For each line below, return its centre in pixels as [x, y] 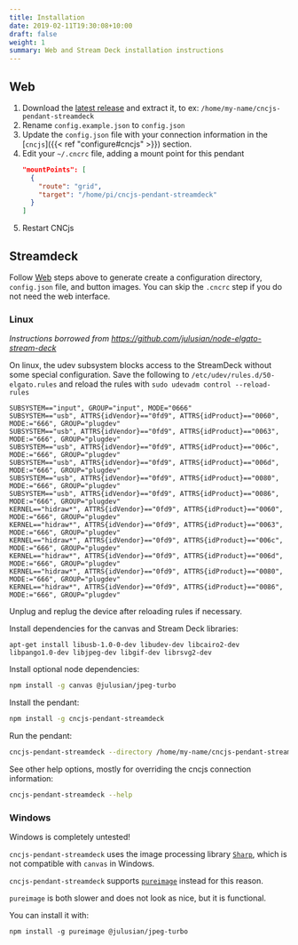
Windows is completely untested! [70, 837]
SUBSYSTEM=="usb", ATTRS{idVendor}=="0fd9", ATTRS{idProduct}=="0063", [144, 432]
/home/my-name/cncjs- [241, 108]
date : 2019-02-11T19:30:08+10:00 [71, 26]
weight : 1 [27, 42]
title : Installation [47, 17]
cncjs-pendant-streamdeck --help [71, 795]
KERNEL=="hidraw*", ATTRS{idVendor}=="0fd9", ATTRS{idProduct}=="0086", [146, 588]
